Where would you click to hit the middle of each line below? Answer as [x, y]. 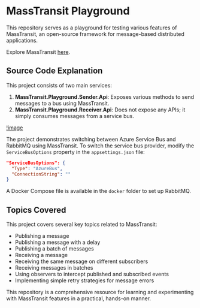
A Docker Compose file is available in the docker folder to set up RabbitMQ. [99, 191]
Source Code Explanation [54, 71]
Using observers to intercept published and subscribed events [92, 274]
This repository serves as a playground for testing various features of [92, 28]
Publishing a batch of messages [54, 249]
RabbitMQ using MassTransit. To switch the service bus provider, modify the [100, 146]
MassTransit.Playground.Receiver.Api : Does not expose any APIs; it [100, 110]
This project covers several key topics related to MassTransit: [82, 224]
